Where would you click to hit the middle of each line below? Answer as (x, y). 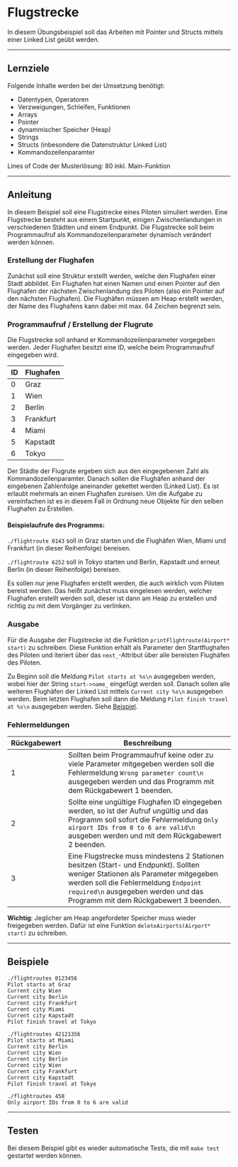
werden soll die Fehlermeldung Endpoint (135, 883)
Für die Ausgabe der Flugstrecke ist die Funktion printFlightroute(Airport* (119, 640)
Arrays (27, 114)
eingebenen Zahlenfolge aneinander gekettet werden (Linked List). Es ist (113, 486)
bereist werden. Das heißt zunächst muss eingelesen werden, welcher (110, 591)
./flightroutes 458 (36, 1096)
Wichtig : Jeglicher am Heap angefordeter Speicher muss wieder (102, 918)
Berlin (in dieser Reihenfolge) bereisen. (64, 570)
